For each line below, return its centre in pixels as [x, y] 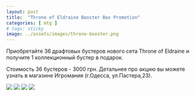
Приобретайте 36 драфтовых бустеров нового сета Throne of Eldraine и [98, 51]
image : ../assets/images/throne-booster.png [63, 34]
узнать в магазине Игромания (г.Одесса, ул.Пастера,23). [79, 76]
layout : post [22, 12]
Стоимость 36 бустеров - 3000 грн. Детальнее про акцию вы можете [96, 69]
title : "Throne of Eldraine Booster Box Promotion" [73, 17]
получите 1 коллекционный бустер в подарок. [65, 58]
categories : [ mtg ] [32, 23]
